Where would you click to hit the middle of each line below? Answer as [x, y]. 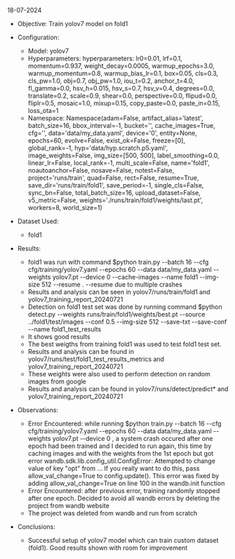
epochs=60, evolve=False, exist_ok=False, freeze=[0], [107, 140]
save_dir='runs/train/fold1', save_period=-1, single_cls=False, [116, 185]
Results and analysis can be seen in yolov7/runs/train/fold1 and [119, 292]
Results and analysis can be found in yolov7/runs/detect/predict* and [128, 389]
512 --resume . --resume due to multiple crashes [112, 284]
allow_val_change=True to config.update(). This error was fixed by [123, 476]
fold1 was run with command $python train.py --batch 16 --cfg [118, 262]
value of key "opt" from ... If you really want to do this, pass [114, 468]
